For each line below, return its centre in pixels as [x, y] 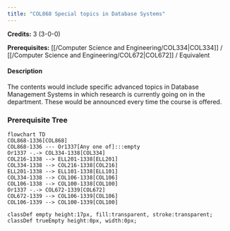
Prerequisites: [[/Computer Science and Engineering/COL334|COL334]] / [115, 47]
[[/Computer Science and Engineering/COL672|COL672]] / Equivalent [109, 55]
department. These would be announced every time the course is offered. [115, 101]
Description [25, 71]
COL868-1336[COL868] [38, 141]
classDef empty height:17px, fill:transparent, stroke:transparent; [110, 215]
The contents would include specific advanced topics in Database [103, 87]
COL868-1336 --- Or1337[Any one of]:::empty [74, 147]
